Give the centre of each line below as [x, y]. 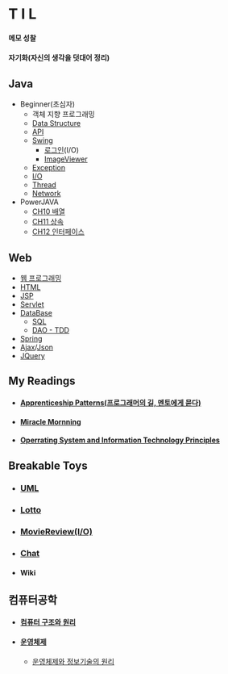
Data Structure [56, 123]
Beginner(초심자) [47, 104]
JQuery [33, 356]
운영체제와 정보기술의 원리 [73, 662]
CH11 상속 [48, 222]
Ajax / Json [37, 347]
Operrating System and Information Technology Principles [120, 440]
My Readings [42, 381]
